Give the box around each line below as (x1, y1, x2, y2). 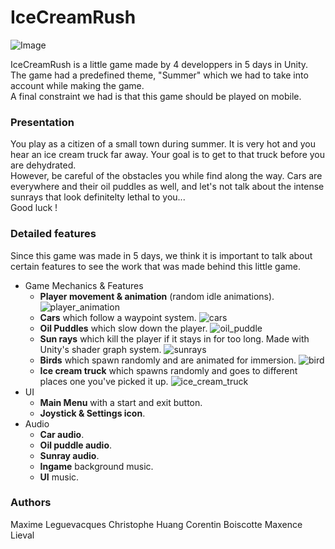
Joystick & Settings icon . (39, 407, 146, 419)
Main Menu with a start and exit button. (39, 396, 203, 408)
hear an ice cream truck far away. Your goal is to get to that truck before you (10, 149, 326, 161)
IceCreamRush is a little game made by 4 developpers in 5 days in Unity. (10, 58, 309, 70)
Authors (10, 496, 52, 510)
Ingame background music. (39, 460, 154, 472)
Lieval (10, 529, 35, 541)
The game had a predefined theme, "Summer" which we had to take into (10, 69, 309, 81)
